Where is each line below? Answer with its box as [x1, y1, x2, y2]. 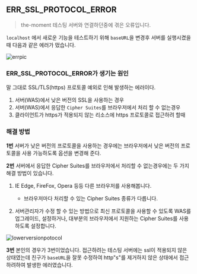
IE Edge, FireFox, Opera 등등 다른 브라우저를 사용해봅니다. [14, 182, 152, 190]
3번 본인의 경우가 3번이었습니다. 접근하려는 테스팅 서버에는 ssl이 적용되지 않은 [6, 247, 188, 254]
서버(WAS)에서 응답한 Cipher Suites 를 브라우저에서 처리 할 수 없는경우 [14, 104, 181, 111]
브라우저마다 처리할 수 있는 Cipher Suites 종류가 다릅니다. [23, 195, 158, 202]
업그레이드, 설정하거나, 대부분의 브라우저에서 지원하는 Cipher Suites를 [14, 215, 178, 222]
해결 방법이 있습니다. [6, 169, 54, 177]
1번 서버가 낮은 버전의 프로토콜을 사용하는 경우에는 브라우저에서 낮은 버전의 [6, 142, 180, 149]
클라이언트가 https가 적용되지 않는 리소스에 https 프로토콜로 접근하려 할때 [14, 111, 186, 118]
